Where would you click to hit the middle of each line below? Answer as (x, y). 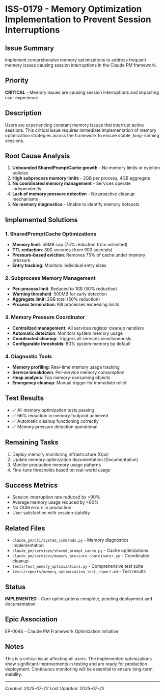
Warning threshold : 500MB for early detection (59, 294)
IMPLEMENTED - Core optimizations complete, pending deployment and (79, 599)
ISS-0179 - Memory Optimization (73, 9)
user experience (22, 97)
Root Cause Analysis (38, 156)
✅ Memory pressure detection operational (55, 427)
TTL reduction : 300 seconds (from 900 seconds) (62, 250)
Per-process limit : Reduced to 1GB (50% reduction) (65, 289)
